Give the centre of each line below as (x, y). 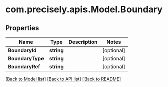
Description (83, 42)
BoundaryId (22, 50)
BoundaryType (26, 59)
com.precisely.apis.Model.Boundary (84, 9)
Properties (22, 28)
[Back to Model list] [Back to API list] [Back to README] (63, 79)
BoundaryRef (24, 67)
